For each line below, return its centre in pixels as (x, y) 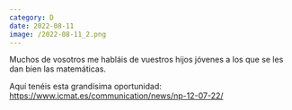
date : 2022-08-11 (42, 26)
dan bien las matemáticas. (58, 69)
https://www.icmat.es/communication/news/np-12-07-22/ (116, 96)
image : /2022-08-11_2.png (58, 34)
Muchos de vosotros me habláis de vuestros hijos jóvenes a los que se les (146, 60)
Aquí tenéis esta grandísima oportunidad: (85, 87)
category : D (31, 17)
